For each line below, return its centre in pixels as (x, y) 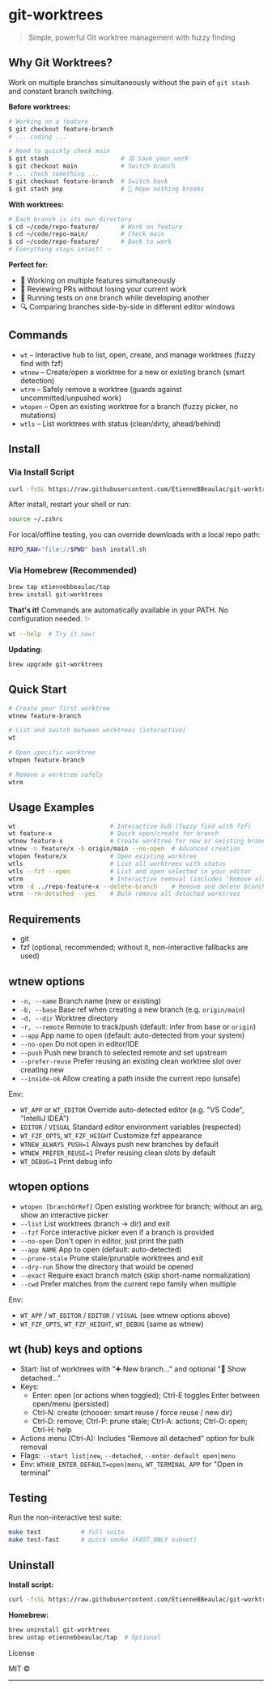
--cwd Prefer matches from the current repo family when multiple (128, 1284)
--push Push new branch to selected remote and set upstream (123, 1052)
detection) (37, 380)
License (21, 1653)
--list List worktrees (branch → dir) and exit (95, 1223)
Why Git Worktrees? (61, 63)
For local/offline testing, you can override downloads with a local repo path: (134, 535)
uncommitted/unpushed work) (71, 398)
